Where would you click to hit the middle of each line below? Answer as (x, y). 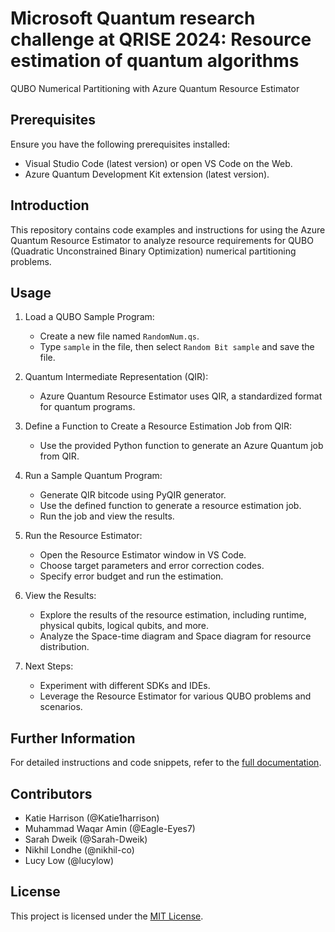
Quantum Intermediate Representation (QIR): (116, 377)
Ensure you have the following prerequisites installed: (120, 144)
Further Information (73, 738)
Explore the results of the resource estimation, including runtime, (173, 615)
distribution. (64, 647)
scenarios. (61, 707)
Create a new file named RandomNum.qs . (119, 336)
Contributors (51, 793)
